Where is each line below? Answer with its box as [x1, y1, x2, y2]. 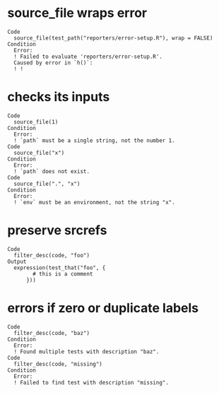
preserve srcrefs [7, 223, 107, 238]
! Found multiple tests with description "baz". [13, 348, 160, 355]
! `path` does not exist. [13, 168, 90, 175]
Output [7, 258, 27, 265]
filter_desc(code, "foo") [13, 252, 90, 259]
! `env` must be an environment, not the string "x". [13, 199, 175, 206]
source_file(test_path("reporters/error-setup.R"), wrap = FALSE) [13, 34, 213, 42]
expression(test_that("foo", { [13, 264, 106, 271]
